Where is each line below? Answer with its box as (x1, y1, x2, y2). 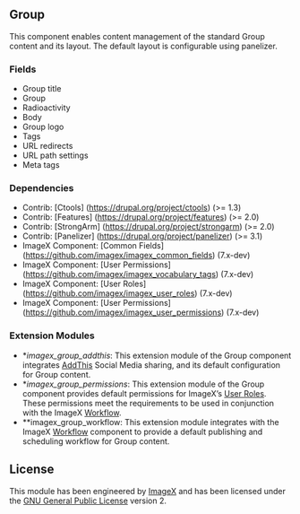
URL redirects (21, 141, 73, 152)
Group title (21, 83, 62, 94)
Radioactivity (21, 102, 71, 113)
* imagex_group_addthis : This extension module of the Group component (21, 350, 292, 361)
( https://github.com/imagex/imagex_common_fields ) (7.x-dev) (21, 250, 251, 261)
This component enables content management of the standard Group (9, 30, 266, 41)
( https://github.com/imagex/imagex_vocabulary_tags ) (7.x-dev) (21, 269, 254, 280)
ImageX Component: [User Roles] (21, 278, 147, 290)
